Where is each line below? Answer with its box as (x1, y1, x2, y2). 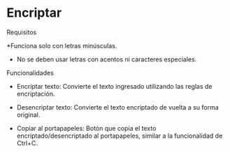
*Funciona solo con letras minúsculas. (6, 41, 117, 50)
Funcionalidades (6, 68, 54, 77)
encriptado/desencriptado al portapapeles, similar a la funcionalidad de (16, 131, 223, 140)
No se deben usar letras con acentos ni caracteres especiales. (16, 54, 197, 64)
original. (16, 110, 41, 119)
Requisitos (6, 28, 37, 36)
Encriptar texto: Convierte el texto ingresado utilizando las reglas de (16, 82, 213, 90)
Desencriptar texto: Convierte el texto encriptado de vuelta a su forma (16, 103, 220, 111)
